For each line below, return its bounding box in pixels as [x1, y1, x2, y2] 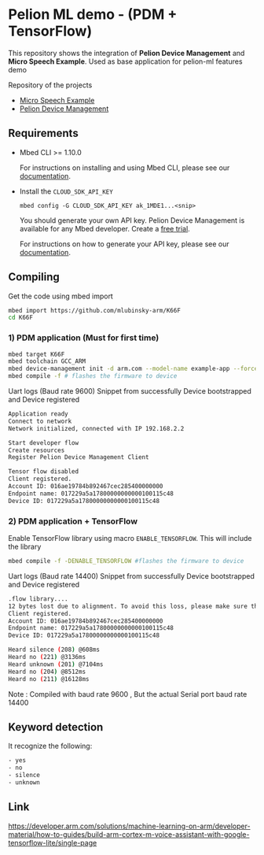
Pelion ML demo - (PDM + [8, 6, 178, 24]
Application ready [8, 410, 68, 418]
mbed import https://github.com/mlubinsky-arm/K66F [8, 306, 181, 314]
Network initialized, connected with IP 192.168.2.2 [8, 424, 185, 432]
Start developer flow [8, 439, 79, 446]
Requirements [8, 127, 79, 140]
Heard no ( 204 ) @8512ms [8, 668, 86, 675]
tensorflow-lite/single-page [8, 838, 97, 847]
